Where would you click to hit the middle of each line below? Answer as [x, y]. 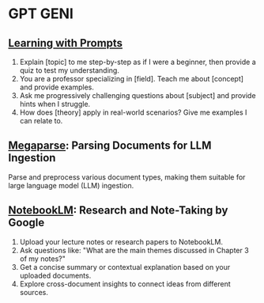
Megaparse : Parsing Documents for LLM [110, 146]
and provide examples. [57, 87]
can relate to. [41, 121]
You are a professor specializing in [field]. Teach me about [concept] [131, 79]
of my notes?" [42, 259]
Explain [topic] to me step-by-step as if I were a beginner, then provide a [138, 62]
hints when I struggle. [55, 104]
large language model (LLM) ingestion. [71, 185]
